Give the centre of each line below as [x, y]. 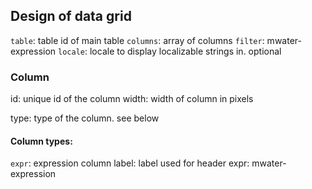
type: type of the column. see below [85, 118]
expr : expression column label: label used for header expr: [130, 163]
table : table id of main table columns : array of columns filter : [137, 40]
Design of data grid [71, 16]
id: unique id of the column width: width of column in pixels [132, 99]
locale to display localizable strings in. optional [185, 51]
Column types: [41, 141]
